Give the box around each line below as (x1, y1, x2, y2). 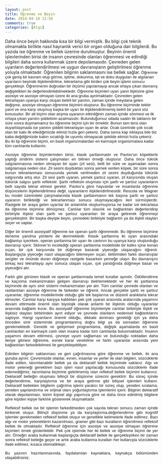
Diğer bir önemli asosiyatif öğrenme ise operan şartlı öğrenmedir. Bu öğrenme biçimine (5, 229, 158, 234)
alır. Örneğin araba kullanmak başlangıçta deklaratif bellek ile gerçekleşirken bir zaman (5, 433, 158, 438)
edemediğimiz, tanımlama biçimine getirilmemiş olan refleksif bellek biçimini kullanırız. (5, 369, 158, 375)
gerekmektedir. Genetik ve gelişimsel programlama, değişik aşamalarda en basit (5, 324, 158, 330)
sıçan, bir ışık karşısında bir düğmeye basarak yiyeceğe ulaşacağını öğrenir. (5, 247, 158, 253)
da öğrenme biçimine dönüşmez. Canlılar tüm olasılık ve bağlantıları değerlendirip (5, 207, 158, 212)
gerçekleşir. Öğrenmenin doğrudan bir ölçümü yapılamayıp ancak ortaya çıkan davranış (5, 83, 158, 89)
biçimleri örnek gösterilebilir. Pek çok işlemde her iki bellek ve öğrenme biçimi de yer (5, 428, 158, 433)
